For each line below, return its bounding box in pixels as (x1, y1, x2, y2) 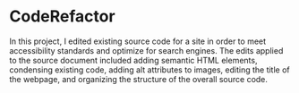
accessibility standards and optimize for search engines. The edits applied (9, 45, 284, 55)
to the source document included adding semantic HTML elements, (9, 55, 258, 65)
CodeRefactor (9, 6, 115, 27)
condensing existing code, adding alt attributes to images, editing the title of (9, 64, 291, 75)
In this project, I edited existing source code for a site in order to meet (9, 36, 267, 46)
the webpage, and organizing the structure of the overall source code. (9, 73, 269, 84)
